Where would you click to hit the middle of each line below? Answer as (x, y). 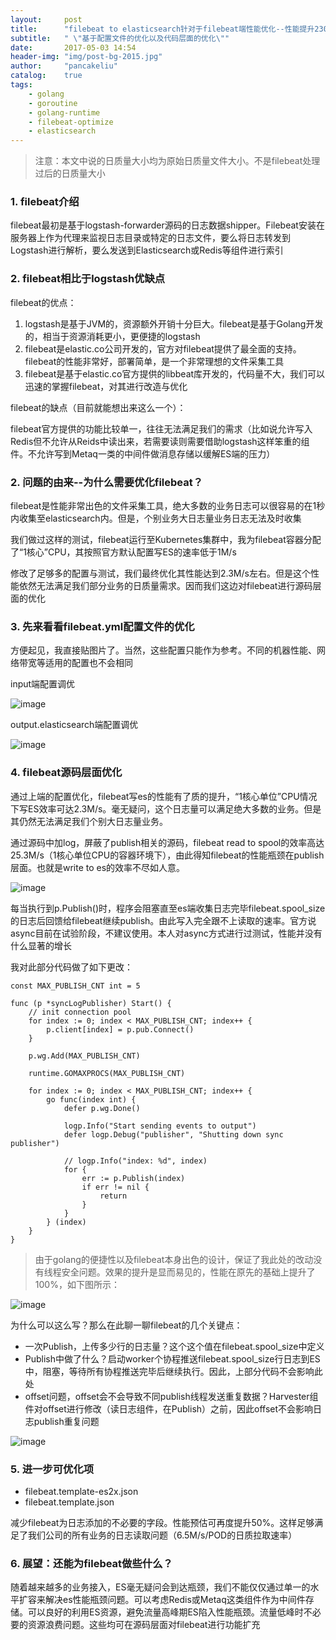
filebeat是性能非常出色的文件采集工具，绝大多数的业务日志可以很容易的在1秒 (168, 506)
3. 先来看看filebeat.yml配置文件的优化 (102, 626)
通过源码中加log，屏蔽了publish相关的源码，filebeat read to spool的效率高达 (167, 842)
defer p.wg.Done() (102, 1108)
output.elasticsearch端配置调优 (74, 725)
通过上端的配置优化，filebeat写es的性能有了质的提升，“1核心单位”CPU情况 (164, 796)
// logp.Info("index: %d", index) (135, 1161)
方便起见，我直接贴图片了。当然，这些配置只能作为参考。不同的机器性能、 (163, 650)
